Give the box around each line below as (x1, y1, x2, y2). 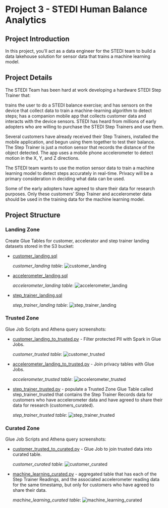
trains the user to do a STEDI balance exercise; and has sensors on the (5, 102, 152, 108)
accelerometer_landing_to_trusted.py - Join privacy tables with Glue (12, 361, 154, 367)
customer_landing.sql (12, 252, 58, 259)
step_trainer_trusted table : (12, 412, 67, 418)
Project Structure (5, 211, 61, 220)
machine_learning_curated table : (12, 497, 82, 503)
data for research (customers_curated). (12, 402, 94, 408)
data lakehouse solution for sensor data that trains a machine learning (5, 53, 150, 59)
